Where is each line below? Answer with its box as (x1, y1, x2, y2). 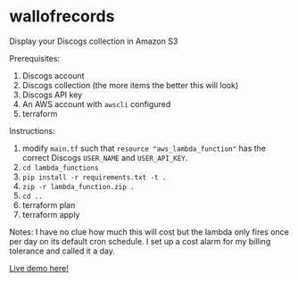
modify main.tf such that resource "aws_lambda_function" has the (21, 143, 266, 153)
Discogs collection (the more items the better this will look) (21, 79, 239, 90)
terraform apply (21, 209, 80, 220)
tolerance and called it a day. (9, 245, 116, 256)
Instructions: (9, 125, 55, 136)
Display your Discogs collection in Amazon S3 (9, 36, 178, 46)
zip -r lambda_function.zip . (21, 182, 136, 191)
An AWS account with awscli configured (21, 98, 171, 109)
